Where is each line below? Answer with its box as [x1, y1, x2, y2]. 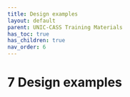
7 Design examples [7, 74, 123, 91]
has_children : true [7, 37, 66, 44]
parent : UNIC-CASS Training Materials [7, 24, 123, 31]
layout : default [7, 17, 56, 24]
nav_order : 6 [7, 44, 46, 51]
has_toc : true [7, 30, 50, 38]
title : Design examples [7, 10, 79, 18]
